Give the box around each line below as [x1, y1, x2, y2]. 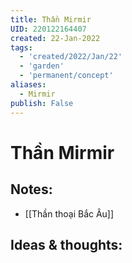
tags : [10, 42, 33, 53]
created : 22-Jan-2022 [10, 33, 101, 43]
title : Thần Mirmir [10, 14, 92, 25]
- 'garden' [19, 61, 65, 71]
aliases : [10, 80, 47, 90]
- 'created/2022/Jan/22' [19, 52, 123, 62]
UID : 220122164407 [10, 24, 87, 34]
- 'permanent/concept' [19, 71, 114, 81]
